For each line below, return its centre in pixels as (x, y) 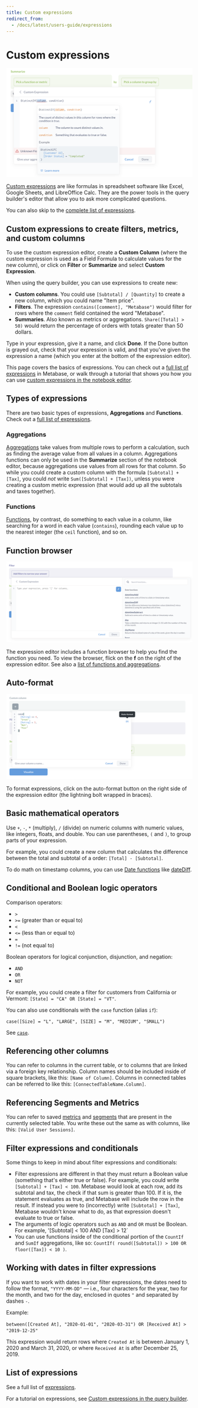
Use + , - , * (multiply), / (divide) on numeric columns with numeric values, (95, 828)
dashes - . (18, 1301)
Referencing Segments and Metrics (73, 1102)
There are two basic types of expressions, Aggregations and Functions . (95, 413)
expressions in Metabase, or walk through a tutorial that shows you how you (99, 373)
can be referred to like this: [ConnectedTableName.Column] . (76, 1084)
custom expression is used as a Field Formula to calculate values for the (94, 259)
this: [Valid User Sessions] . (40, 1129)
